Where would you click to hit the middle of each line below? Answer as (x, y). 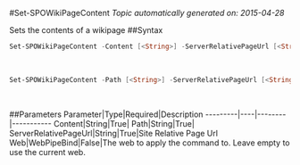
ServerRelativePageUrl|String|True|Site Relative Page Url (114, 133)
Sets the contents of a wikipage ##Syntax (86, 30)
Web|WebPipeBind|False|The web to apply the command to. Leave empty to (150, 143)
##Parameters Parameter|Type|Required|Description (106, 114)
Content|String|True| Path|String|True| (124, 123)
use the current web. (48, 152)
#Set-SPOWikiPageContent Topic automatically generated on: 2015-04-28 (147, 13)
